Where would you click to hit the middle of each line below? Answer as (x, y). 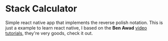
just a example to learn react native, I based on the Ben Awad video (76, 27)
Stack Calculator (41, 9)
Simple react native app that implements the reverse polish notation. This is (84, 22)
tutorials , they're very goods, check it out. (49, 33)
